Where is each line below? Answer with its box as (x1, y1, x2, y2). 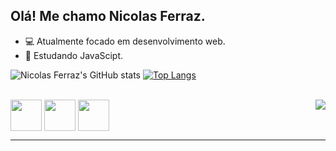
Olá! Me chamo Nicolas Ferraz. (10, 8, 206, 25)
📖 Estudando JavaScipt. (24, 49, 124, 61)
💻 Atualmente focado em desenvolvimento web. (24, 35, 226, 47)
